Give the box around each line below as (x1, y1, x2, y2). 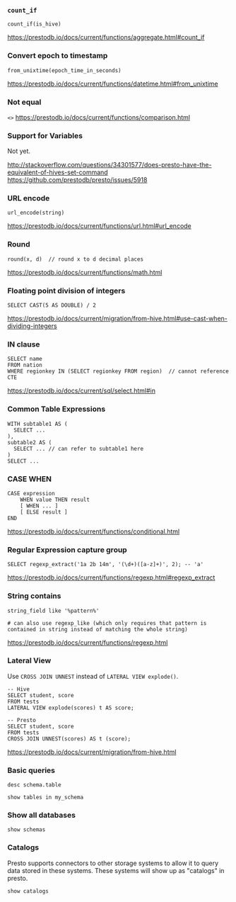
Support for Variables (7, 130, 83, 140)
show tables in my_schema (7, 794, 83, 801)
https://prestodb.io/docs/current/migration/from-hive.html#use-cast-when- (7, 315, 228, 323)
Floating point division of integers (7, 286, 126, 295)
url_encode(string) (7, 209, 65, 217)
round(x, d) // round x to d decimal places (7, 255, 143, 263)
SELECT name (7, 356, 42, 363)
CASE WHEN (7, 474, 52, 484)
